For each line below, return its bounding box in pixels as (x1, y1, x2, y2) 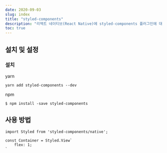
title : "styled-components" (5, 16, 64, 21)
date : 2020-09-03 (5, 7, 41, 12)
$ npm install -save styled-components (5, 101, 88, 106)
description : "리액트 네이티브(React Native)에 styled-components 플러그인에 (5, 21, 157, 26)
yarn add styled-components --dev (5, 82, 77, 87)
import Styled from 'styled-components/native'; (5, 129, 108, 134)
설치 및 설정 (5, 45, 39, 54)
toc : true (5, 26, 26, 31)
